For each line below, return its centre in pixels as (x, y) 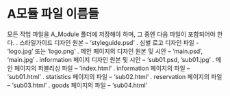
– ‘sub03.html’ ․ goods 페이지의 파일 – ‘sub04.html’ (77, 85)
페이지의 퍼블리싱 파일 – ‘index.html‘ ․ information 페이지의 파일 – (102, 68)
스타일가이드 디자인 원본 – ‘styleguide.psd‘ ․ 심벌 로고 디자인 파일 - (109, 42)
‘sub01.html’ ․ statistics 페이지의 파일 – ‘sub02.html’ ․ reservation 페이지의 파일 (115, 76)
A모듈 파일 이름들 (53, 14)
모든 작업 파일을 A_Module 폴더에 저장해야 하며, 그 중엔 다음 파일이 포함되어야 (111, 34)
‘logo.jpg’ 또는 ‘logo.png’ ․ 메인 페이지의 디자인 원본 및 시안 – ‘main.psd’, (105, 51)
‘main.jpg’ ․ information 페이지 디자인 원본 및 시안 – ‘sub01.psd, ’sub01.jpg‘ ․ (111, 59)
